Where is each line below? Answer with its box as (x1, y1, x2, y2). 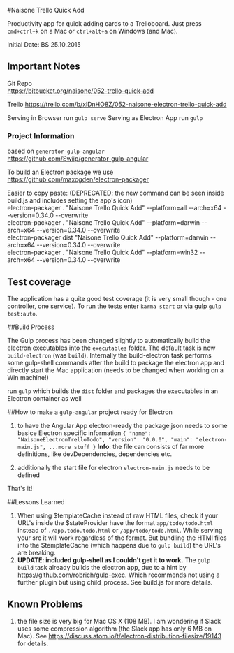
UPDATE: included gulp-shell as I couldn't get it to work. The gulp (17, 555, 211, 564)
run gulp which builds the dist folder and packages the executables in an (7, 387, 219, 395)
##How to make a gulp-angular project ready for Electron (7, 408, 173, 416)
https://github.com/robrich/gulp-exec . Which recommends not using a (17, 571, 220, 579)
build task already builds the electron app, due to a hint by (17, 563, 187, 571)
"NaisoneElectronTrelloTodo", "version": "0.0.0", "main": (17, 436, 193, 443)
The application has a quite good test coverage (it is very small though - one (7, 294, 227, 302)
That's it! (7, 484, 33, 492)
